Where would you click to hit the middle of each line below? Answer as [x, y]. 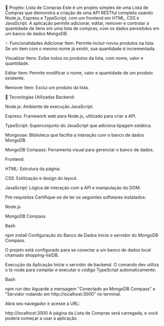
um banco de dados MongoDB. [37, 34]
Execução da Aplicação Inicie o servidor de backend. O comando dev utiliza [82, 264]
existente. [15, 78]
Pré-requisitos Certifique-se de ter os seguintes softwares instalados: [76, 197]
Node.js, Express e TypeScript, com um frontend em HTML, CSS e [72, 18]
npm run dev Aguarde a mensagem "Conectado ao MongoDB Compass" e [80, 289]
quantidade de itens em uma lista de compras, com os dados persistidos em [82, 28]
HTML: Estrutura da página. [33, 169]
